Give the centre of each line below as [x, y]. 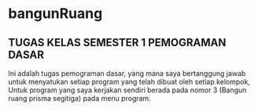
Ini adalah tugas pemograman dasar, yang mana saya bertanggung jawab [127, 73]
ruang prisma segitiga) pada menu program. [79, 98]
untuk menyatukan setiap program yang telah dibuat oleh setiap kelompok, [129, 82]
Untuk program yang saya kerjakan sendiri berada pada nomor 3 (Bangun [127, 90]
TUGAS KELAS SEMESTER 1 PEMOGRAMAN [117, 43]
